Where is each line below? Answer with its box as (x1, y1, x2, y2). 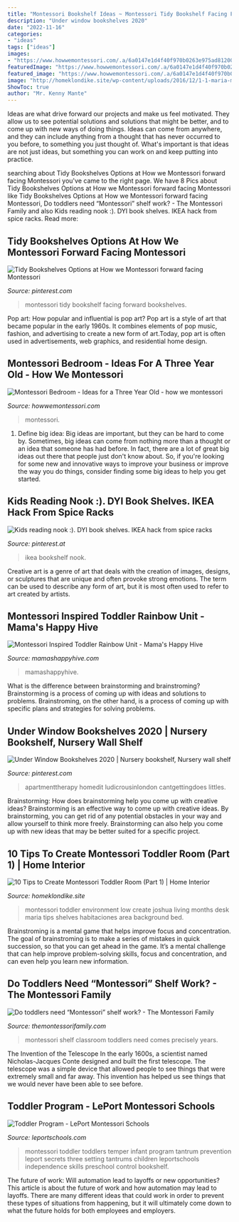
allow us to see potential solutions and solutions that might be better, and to (7, 117, 229, 126)
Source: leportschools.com (7, 1133, 87, 1141)
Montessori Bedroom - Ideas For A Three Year (7, 357, 215, 370)
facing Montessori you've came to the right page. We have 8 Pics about (7, 176, 218, 185)
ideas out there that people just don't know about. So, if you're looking (17, 452, 225, 460)
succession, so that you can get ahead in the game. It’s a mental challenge (7, 942, 226, 950)
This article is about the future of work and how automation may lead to (7, 1183, 217, 1192)
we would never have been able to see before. (7, 1079, 144, 1088)
